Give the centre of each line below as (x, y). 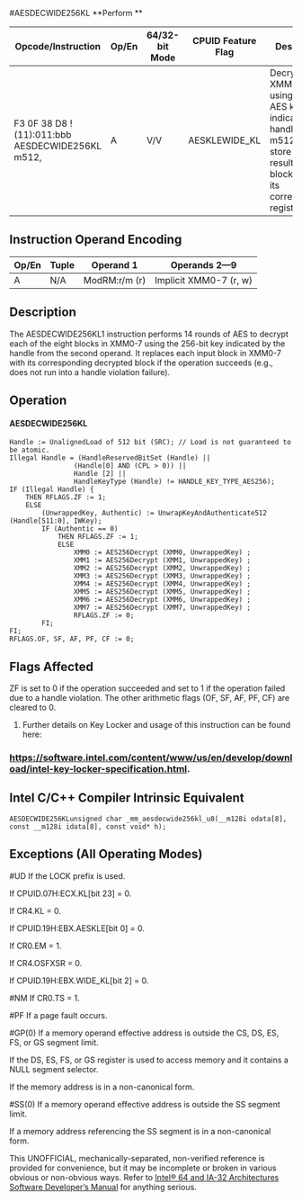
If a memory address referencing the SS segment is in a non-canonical (140, 1131)
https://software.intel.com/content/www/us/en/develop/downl (151, 757)
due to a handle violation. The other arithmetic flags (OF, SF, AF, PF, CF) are (150, 698)
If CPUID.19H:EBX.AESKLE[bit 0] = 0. (77, 928)
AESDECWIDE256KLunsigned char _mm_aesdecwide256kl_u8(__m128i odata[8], (148, 819)
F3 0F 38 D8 (41, 123)
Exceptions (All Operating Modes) (106, 854)
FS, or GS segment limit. (54, 1042)
